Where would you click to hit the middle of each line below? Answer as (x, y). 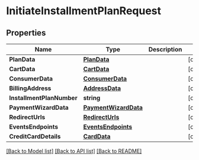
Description (165, 49)
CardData (97, 136)
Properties (26, 33)
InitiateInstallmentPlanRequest (84, 11)
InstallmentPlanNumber (44, 98)
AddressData (102, 88)
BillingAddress (30, 88)
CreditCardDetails (35, 136)
